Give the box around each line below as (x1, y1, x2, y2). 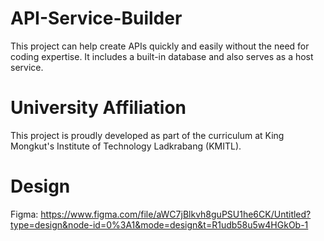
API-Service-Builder (10, 7, 183, 30)
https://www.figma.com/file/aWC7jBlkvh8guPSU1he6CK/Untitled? (40, 208, 312, 220)
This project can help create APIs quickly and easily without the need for (10, 40, 310, 52)
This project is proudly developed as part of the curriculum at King (10, 129, 285, 141)
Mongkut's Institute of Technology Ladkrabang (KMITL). (10, 140, 242, 152)
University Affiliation (10, 97, 187, 119)
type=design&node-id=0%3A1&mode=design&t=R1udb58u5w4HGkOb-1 (10, 218, 309, 231)
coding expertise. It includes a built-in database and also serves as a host (10, 50, 314, 62)
